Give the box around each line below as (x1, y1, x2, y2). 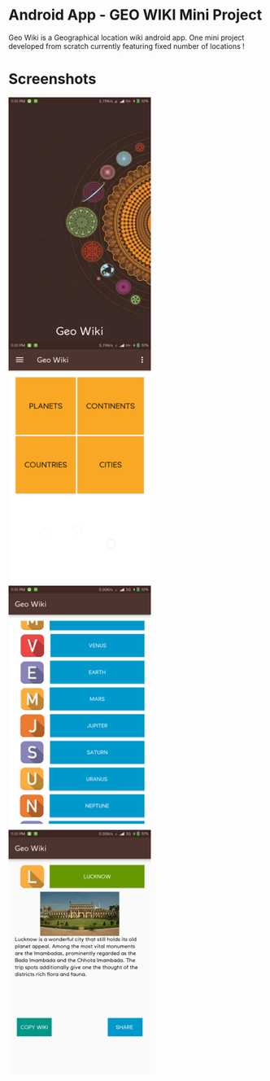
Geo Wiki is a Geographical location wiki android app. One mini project (8, 33, 245, 42)
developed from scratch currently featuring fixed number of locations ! (8, 41, 246, 50)
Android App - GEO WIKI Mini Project (8, 6, 263, 24)
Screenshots (8, 70, 97, 89)
